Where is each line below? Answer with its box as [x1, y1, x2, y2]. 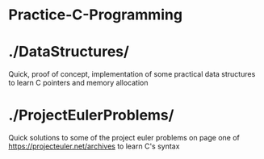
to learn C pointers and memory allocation [8, 78, 149, 88]
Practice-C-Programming [8, 6, 183, 24]
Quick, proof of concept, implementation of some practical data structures [8, 69, 256, 79]
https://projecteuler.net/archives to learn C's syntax [8, 141, 180, 151]
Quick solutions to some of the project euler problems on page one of [8, 133, 241, 143]
